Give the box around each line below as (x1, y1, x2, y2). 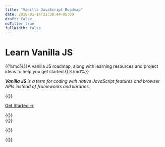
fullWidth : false (5, 26, 41, 31)
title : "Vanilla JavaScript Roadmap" (5, 7, 83, 12)
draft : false (5, 16, 32, 21)
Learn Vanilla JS (5, 47, 73, 58)
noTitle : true (5, 21, 35, 26)
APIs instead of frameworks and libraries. (5, 84, 90, 90)
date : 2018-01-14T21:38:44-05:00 (5, 12, 74, 17)
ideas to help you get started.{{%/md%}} (5, 69, 89, 75)
